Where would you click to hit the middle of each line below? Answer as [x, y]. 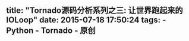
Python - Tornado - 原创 [51, 31]
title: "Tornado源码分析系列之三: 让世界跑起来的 [94, 11]
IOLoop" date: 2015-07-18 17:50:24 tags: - [86, 20]
